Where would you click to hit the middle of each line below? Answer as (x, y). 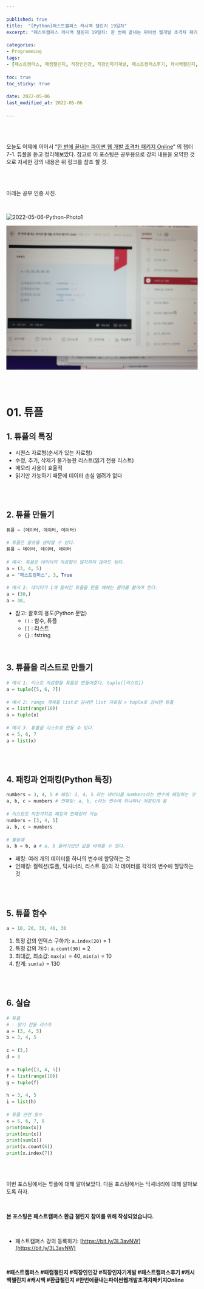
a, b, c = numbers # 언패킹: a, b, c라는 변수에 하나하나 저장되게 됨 (87, 801)
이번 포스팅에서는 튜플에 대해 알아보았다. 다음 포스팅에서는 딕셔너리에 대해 (94, 1184)
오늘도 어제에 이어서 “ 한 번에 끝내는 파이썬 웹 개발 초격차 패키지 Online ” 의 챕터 (100, 146)
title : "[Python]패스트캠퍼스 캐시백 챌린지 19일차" (67, 26)
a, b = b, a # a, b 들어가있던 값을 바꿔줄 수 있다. (66, 846)
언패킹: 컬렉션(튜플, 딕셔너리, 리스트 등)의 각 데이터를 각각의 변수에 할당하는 (104, 866)
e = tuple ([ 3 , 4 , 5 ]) (34, 1069)
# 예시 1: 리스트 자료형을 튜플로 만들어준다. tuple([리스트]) (75, 683)
